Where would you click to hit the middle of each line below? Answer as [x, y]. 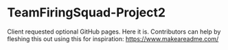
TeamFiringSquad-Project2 [87, 13]
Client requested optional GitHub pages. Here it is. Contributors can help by [114, 32]
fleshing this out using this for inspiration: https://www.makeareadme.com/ [113, 38]
